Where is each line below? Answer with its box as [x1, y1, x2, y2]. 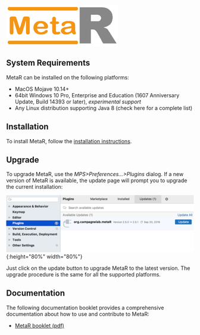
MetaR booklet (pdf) [14, 322, 64, 329]
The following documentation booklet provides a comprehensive [6, 304, 164, 311]
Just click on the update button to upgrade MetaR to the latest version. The [6, 265, 190, 272]
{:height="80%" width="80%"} [6, 253, 83, 260]
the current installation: [6, 183, 63, 190]
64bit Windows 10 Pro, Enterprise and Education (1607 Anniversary [14, 91, 180, 99]
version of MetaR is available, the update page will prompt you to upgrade [6, 177, 187, 184]
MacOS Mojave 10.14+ [14, 85, 70, 93]
